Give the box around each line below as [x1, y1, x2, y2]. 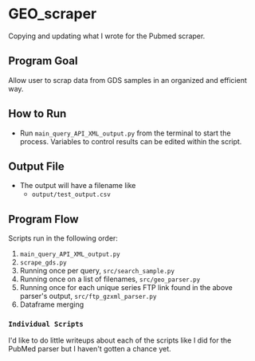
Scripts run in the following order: [8, 233, 118, 243]
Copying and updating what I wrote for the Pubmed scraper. [8, 31, 206, 41]
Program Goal [8, 54, 78, 68]
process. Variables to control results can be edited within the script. [19, 136, 242, 146]
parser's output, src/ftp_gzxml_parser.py [19, 292, 157, 301]
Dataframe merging [19, 300, 84, 309]
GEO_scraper [8, 5, 97, 23]
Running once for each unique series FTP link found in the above [19, 283, 233, 292]
